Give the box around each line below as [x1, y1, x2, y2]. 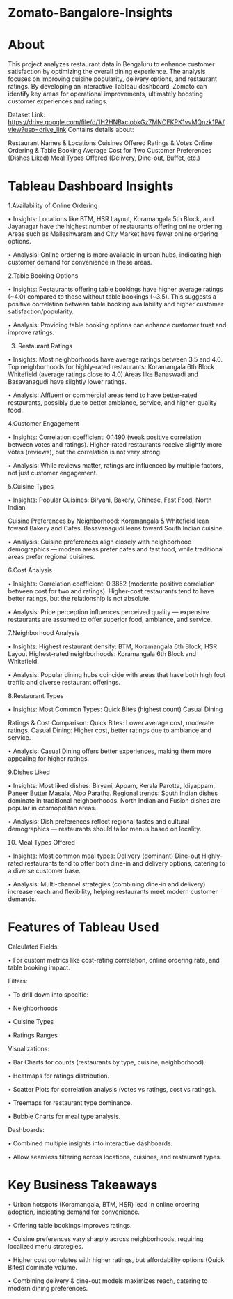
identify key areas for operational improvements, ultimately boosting [8, 89, 204, 98]
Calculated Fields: [8, 942, 60, 951]
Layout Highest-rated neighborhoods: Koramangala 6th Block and [8, 650, 197, 658]
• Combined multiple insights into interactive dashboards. [8, 1139, 173, 1148]
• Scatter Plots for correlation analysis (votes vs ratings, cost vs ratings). [8, 1085, 216, 1093]
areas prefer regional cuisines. [8, 553, 95, 561]
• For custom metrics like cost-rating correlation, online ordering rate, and [8, 956, 220, 964]
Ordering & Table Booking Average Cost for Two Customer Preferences [8, 147, 212, 155]
